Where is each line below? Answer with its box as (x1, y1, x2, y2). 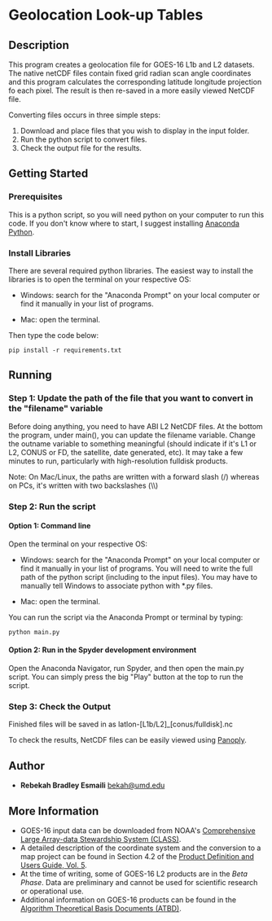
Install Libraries (8, 247, 72, 258)
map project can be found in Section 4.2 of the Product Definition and (20, 851, 255, 861)
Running (8, 368, 53, 382)
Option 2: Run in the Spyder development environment (8, 645, 197, 655)
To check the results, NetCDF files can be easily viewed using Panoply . (8, 735, 247, 745)
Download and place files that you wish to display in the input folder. (20, 126, 250, 135)
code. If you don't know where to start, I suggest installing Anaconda (8, 218, 240, 228)
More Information (8, 804, 99, 818)
